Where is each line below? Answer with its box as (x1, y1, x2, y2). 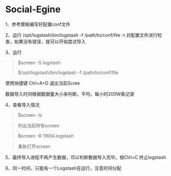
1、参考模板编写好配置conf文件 (5, 21, 70, 27)
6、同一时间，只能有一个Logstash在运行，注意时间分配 (5, 165, 121, 171)
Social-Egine (5, 4, 61, 15)
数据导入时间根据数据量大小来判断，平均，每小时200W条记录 (5, 91, 134, 97)
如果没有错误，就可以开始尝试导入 (14, 38, 86, 45)
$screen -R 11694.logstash (17, 133, 74, 139)
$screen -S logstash (17, 59, 61, 65)
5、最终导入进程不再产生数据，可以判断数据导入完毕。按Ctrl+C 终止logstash (5, 154, 166, 160)
